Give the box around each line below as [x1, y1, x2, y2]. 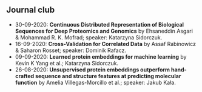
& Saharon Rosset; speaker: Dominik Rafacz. [15, 47, 126, 54]
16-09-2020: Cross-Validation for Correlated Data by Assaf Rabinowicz [15, 40, 196, 47]
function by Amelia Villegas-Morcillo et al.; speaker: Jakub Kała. [15, 79, 176, 86]
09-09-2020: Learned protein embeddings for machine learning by [15, 53, 187, 60]
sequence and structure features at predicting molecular [35, 72, 181, 79]
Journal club [6, 5, 55, 15]
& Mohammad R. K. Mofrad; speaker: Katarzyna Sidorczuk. [15, 33, 163, 41]
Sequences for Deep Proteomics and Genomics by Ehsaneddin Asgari [15, 27, 193, 34]
